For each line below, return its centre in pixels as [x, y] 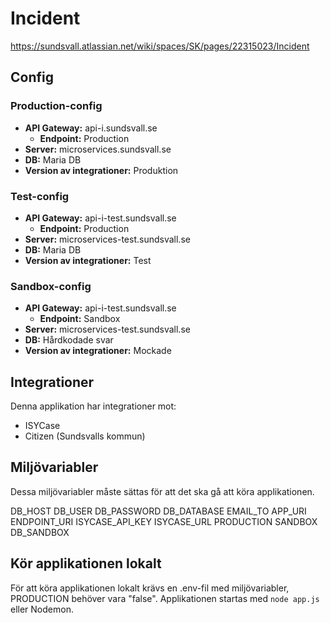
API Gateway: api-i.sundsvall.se [91, 128]
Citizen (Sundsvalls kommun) [85, 436]
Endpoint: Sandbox [80, 319]
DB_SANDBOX [40, 532]
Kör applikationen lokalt [86, 563]
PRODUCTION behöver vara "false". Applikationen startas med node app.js [165, 598]
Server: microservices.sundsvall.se [98, 149]
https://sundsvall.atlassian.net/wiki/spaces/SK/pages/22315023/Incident [160, 46]
